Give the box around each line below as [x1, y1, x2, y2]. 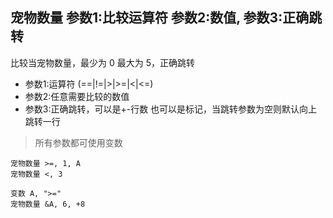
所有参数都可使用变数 [34, 136, 123, 148]
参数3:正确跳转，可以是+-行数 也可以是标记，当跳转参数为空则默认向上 [24, 103, 318, 115]
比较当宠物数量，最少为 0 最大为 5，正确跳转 [10, 56, 195, 68]
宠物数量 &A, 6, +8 [10, 199, 86, 209]
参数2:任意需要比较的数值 [24, 90, 130, 102]
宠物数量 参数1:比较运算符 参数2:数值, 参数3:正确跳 [10, 9, 323, 27]
